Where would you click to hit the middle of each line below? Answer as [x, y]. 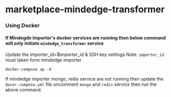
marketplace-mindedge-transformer [85, 9]
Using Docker [23, 26]
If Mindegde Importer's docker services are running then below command [86, 37]
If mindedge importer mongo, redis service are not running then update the [84, 79]
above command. [24, 90]
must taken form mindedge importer [44, 60]
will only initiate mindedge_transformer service [55, 43]
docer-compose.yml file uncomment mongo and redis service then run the [81, 84]
